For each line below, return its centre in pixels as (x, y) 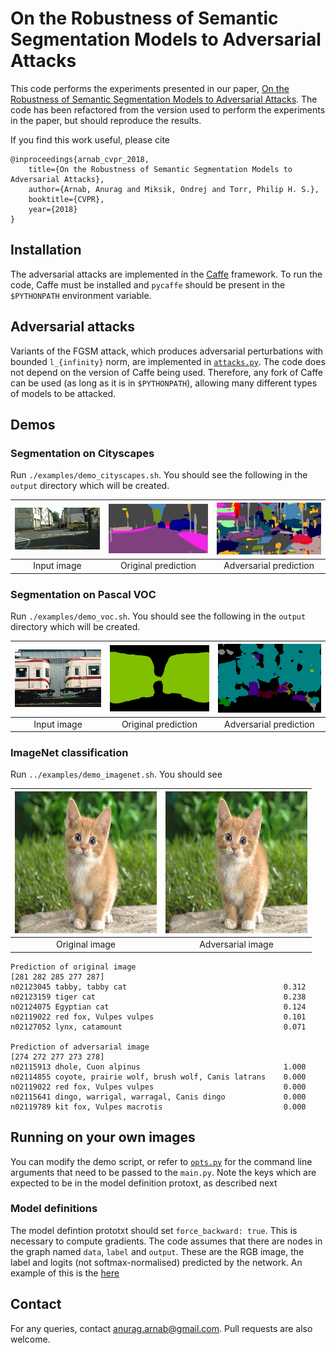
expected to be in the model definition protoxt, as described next (144, 1183)
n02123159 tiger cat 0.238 (158, 997)
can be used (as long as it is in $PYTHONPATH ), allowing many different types (164, 383)
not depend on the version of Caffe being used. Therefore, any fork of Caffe (167, 372)
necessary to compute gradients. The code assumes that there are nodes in (166, 1241)
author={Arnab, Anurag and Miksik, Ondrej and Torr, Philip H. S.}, (174, 189)
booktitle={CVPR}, (66, 199)
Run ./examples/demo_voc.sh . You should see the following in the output (158, 616)
